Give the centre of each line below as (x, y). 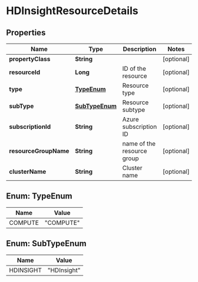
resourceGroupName (39, 151)
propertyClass (30, 59)
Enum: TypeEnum (39, 196)
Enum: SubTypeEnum (46, 243)
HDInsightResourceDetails (72, 11)
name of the (139, 144)
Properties (26, 33)
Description (140, 49)
